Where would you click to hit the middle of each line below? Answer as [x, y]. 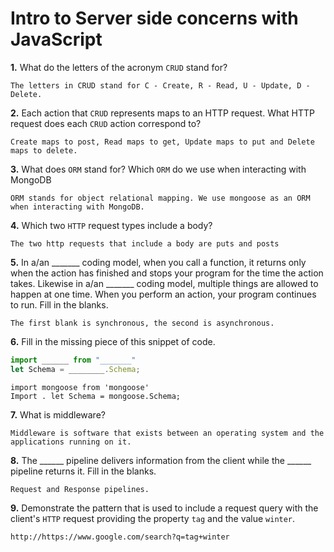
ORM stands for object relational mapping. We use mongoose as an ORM [160, 198]
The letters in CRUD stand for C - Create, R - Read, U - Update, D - [160, 85]
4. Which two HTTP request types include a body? [111, 225]
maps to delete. [44, 150]
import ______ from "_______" [73, 360]
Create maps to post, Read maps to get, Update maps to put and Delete [162, 142]
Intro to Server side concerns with [154, 18]
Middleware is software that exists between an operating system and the [167, 433]
